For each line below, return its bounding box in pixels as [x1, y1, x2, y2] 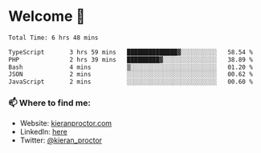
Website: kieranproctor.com [19, 119, 112, 128]
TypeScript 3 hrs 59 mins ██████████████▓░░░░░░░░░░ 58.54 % [8, 48, 253, 56]
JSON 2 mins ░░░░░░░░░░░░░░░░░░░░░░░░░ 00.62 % [8, 70, 253, 79]
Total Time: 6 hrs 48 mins [8, 34, 99, 42]
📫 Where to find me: [8, 98, 91, 109]
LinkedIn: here [19, 127, 68, 137]
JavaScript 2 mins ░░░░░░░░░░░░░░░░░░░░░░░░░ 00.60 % [8, 78, 253, 87]
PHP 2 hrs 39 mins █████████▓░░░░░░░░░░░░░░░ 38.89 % [8, 55, 253, 63]
